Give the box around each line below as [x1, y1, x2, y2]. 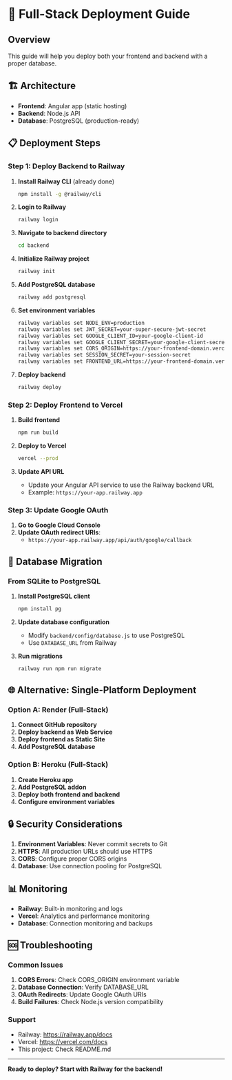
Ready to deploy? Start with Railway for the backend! [8, 1065, 163, 1073]
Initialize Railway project [17, 254, 89, 263]
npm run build [17, 429, 59, 437]
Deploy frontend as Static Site [17, 735, 105, 743]
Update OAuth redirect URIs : [17, 528, 101, 537]
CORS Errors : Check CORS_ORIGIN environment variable [17, 975, 180, 983]
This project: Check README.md [17, 1045, 112, 1054]
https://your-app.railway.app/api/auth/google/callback [28, 537, 192, 544]
